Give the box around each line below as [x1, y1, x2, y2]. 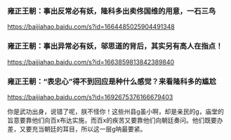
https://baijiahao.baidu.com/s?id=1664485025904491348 [7, 22, 176, 31]
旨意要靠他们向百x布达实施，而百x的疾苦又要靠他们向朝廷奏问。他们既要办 [7, 115, 223, 124]
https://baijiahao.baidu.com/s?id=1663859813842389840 [7, 57, 175, 66]
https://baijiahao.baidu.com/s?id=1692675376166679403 [7, 92, 173, 101]
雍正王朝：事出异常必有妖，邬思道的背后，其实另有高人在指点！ [7, 41, 223, 51]
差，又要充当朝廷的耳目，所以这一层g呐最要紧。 [7, 125, 147, 133]
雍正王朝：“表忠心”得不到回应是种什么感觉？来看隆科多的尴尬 [7, 76, 216, 86]
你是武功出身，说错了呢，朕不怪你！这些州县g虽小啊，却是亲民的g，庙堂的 [7, 107, 225, 115]
